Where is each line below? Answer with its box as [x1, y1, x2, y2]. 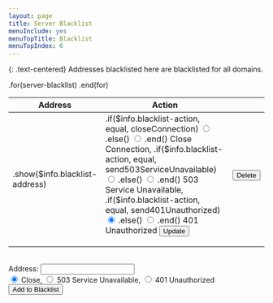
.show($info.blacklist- [12, 168, 97, 180]
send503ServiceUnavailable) [105, 164, 218, 175]
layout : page [8, 11, 53, 20]
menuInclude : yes [8, 27, 67, 35]
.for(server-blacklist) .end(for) [8, 80, 109, 90]
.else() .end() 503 [117, 174, 199, 185]
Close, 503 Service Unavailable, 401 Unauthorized [20, 275, 215, 285]
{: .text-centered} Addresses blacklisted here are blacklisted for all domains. [8, 64, 264, 74]
